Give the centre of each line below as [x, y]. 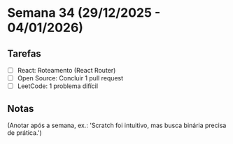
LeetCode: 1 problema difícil [58, 86]
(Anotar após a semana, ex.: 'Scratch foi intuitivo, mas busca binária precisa [117, 125]
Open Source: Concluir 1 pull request [70, 78]
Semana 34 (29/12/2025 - [84, 13]
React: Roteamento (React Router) [66, 70]
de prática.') [24, 133]
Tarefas [24, 53]
